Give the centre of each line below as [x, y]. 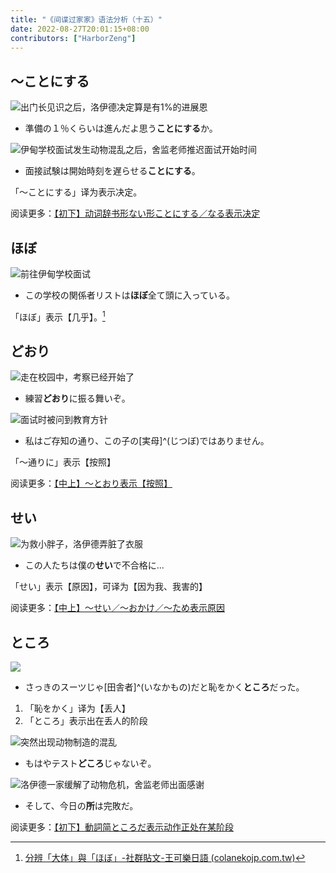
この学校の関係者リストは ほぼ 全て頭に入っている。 [130, 295]
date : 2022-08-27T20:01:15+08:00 [80, 29]
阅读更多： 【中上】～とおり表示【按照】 [91, 483]
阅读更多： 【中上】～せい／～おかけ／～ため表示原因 [117, 608]
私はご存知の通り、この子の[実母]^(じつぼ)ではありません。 [147, 441]
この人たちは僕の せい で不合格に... [94, 565]
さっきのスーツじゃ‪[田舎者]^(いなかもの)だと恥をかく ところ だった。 [164, 687]
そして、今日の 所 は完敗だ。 [81, 806]
